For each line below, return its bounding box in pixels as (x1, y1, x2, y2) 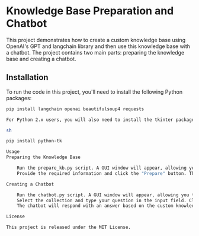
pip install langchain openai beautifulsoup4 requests (6, 106, 145, 112)
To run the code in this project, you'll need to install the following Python (6, 88, 182, 95)
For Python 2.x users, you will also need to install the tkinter (6, 117, 174, 123)
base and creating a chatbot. (6, 55, 76, 62)
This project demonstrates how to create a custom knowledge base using (6, 36, 185, 43)
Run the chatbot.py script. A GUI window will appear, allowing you (17, 192, 190, 198)
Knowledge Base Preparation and (6, 4, 174, 18)
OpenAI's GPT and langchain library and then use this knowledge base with (6, 43, 191, 50)
